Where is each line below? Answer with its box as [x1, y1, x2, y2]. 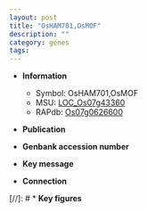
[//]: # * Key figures [9, 193, 82, 204]
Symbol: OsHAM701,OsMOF [35, 88, 139, 99]
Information [21, 70, 68, 81]
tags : [9, 46, 29, 55]
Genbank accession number [21, 142, 129, 152]
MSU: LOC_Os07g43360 [35, 97, 126, 108]
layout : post [9, 12, 58, 22]
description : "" [9, 29, 69, 38]
